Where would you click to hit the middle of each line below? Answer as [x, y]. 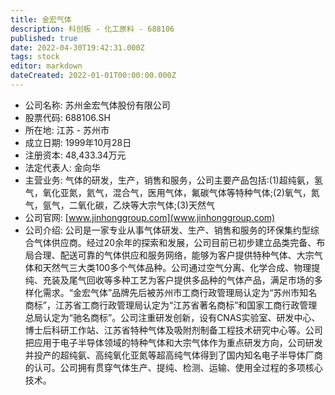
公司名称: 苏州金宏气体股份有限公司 [97, 105]
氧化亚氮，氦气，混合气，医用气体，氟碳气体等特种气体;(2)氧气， [177, 192]
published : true [44, 38]
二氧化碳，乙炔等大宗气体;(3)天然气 [141, 205]
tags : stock [35, 57]
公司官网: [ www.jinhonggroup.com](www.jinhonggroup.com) [150, 217]
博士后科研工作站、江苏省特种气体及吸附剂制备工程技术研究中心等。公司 [173, 330]
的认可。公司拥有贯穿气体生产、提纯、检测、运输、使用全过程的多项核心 [173, 367]
